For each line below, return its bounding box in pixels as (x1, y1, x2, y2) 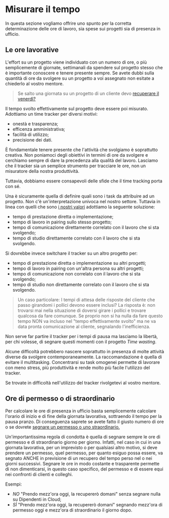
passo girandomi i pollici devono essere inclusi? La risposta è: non (17, 302, 155, 308)
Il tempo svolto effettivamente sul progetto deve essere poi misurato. (5, 105, 148, 112)
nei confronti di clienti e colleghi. (5, 471, 73, 477)
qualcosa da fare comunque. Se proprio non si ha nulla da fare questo (17, 312, 163, 319)
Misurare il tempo (5, 4, 80, 15)
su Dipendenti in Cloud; (12, 496, 62, 502)
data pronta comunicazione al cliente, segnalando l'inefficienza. (17, 323, 150, 329)
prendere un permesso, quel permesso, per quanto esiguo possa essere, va (5, 450, 163, 456)
